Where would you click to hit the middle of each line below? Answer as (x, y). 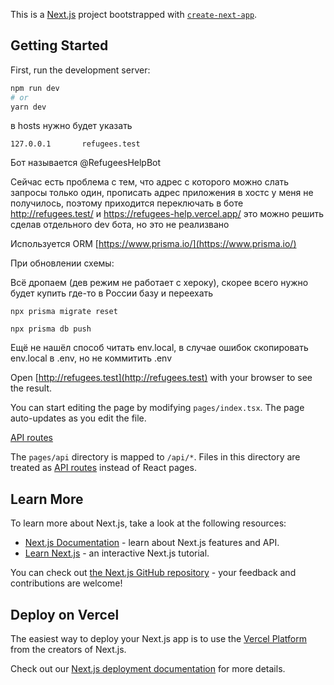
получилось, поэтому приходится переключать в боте (127, 203)
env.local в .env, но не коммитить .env (91, 358)
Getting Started (59, 45)
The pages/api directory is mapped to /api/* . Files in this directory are (155, 457)
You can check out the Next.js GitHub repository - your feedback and (153, 573)
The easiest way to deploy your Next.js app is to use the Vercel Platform (159, 639)
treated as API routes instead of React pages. (103, 468)
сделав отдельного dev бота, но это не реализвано (120, 225)
